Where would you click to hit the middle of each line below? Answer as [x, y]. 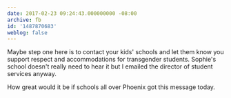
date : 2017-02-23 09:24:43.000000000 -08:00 [72, 13]
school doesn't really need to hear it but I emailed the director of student [110, 66]
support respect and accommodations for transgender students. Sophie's [112, 60]
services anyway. [32, 74]
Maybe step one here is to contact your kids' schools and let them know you [115, 52]
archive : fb [24, 20]
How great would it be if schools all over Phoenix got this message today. [111, 87]
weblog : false [28, 33]
